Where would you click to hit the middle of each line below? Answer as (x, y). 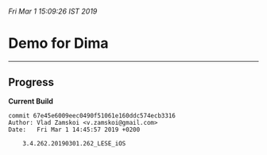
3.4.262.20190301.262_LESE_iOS (74, 144)
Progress (31, 82)
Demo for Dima (58, 43)
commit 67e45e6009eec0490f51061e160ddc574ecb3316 (92, 116)
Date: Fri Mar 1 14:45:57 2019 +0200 (74, 130)
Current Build (31, 101)
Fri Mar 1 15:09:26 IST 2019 (53, 11)
